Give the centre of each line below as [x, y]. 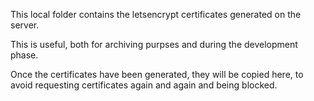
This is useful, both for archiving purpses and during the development [154, 44]
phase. [24, 55]
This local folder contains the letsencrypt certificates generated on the [156, 14]
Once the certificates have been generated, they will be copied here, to [157, 74]
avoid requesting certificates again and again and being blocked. [144, 85]
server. [25, 25]
